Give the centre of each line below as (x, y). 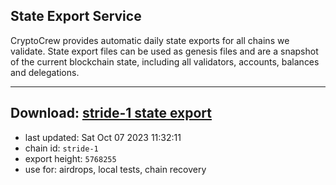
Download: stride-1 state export (111, 113)
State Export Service (76, 16)
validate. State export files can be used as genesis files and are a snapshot (164, 51)
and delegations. (45, 72)
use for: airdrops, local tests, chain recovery (115, 169)
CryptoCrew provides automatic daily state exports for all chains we (150, 40)
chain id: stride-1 (61, 148)
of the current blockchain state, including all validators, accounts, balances (165, 61)
